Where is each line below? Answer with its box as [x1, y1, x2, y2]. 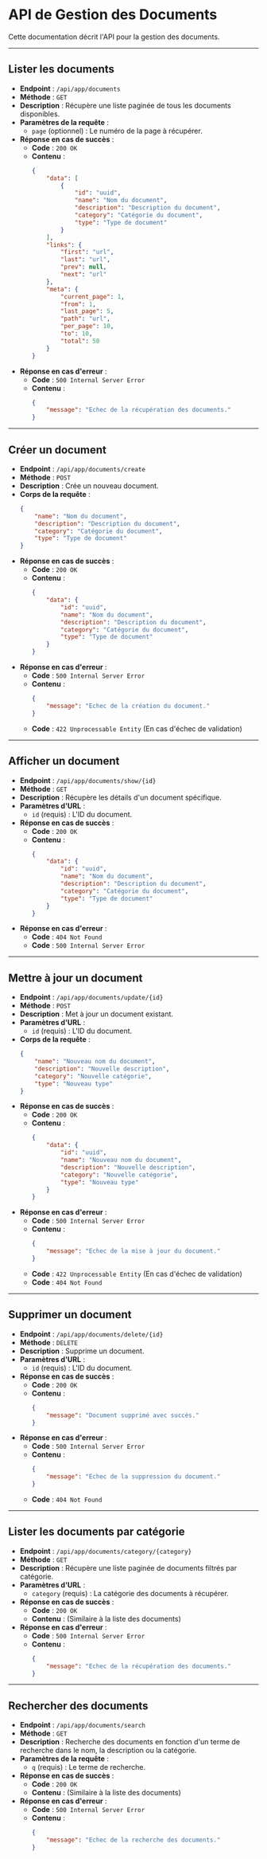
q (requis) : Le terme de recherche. [31, 1763, 145, 1772]
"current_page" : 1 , [60, 292, 125, 300]
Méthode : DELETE [19, 1337, 78, 1347]
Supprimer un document [8, 1308, 132, 1321]
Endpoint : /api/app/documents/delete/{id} [19, 1329, 164, 1339]
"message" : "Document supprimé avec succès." [46, 1411, 200, 1419]
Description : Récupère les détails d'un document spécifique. [19, 793, 222, 802]
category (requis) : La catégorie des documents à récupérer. [31, 1588, 229, 1598]
